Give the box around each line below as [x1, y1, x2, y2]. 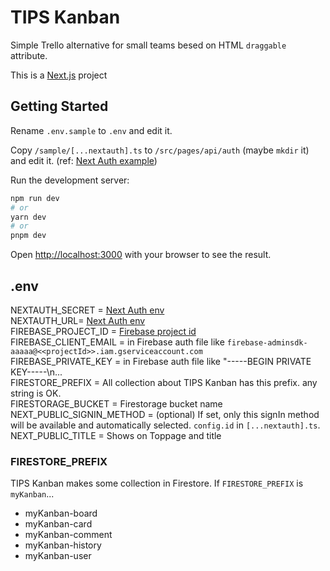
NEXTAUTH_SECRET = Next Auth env [10, 304, 165, 316]
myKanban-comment [24, 529, 113, 541]
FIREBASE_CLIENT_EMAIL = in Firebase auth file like [10, 336, 225, 348]
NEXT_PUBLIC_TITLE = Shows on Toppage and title [10, 429, 222, 441]
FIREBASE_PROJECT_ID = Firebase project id [10, 325, 197, 337]
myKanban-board [24, 507, 98, 520]
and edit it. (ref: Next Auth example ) [10, 154, 158, 166]
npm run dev [10, 193, 60, 203]
